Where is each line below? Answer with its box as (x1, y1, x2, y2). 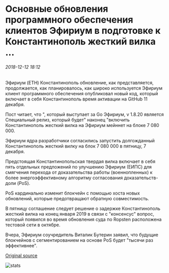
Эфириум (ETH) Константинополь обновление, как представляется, (5, 80, 154, 86)
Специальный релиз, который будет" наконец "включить (5, 117, 130, 123)
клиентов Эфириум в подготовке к (5, 25, 161, 36)
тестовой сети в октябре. (5, 222, 60, 228)
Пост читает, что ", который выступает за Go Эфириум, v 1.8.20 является (5, 111, 164, 118)
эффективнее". (5, 243, 37, 249)
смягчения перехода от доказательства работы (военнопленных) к (5, 170, 153, 176)
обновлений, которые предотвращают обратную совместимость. (5, 196, 150, 202)
